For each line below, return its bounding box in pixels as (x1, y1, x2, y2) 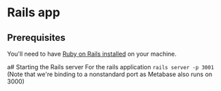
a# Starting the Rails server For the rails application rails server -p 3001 (7, 63, 214, 71)
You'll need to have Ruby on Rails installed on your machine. (7, 50, 177, 58)
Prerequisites (7, 32, 66, 43)
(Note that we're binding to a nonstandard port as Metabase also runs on (7, 70, 213, 78)
